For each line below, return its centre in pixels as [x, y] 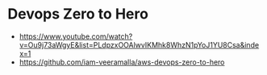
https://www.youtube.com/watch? [76, 36]
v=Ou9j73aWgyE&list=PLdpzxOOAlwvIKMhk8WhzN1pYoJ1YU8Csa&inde [139, 44]
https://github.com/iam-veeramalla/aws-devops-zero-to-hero [122, 62]
